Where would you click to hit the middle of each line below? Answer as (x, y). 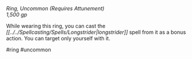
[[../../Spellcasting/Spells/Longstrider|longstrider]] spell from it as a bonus (96, 32)
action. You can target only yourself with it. (58, 38)
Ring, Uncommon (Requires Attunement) (55, 8)
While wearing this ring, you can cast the (56, 26)
